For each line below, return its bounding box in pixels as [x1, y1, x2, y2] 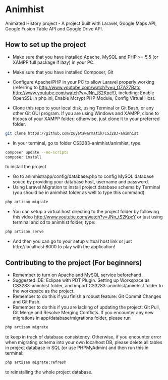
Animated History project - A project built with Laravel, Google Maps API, [5, 20, 157, 26]
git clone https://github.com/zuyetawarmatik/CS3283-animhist [5, 131, 139, 136]
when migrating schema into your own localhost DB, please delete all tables [5, 339, 162, 345]
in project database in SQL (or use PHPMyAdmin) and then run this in [5, 345, 149, 351]
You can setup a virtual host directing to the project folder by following [12, 209, 159, 215]
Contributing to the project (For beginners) [5, 258, 142, 267]
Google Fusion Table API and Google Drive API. [5, 25, 103, 31]
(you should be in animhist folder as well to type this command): [12, 189, 146, 196]
